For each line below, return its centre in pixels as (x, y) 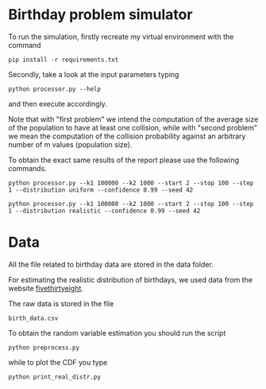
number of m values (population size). (70, 144)
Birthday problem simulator (100, 15)
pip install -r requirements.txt (64, 60)
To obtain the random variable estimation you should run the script (117, 333)
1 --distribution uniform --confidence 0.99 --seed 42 (101, 190)
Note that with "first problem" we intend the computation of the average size (133, 119)
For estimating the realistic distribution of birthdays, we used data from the (130, 279)
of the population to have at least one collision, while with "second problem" (133, 127)
